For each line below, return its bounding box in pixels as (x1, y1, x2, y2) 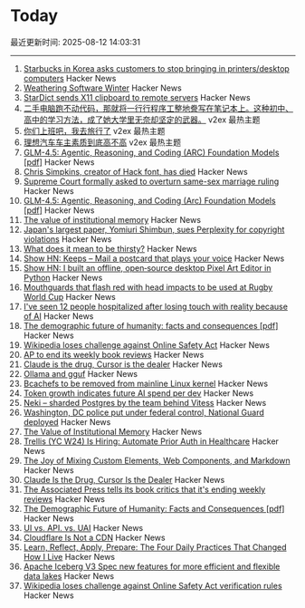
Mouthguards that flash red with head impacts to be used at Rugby (23, 282, 273, 293)
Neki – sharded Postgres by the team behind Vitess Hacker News (23, 397, 267, 408)
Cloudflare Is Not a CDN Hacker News (23, 532, 166, 543)
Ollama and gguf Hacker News (23, 368, 138, 379)
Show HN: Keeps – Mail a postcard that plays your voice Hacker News (23, 253, 285, 264)
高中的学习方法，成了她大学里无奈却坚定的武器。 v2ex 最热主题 (23, 114, 261, 125)
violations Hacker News (23, 233, 112, 245)
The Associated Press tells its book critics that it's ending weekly (23, 484, 266, 495)
